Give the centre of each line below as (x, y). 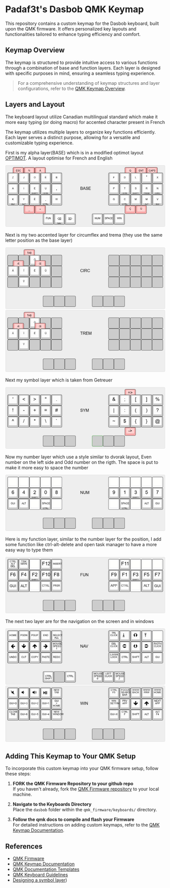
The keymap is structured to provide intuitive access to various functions (81, 62)
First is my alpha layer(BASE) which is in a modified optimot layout (74, 152)
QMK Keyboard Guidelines (40, 875)
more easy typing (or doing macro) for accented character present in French (85, 122)
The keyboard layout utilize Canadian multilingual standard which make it (82, 117)
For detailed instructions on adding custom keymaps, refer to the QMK (86, 825)
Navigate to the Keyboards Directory (52, 804)
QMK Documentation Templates (46, 869)
